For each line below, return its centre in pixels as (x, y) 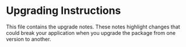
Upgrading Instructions (64, 11)
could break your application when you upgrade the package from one (91, 32)
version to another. (29, 39)
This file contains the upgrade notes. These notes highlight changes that (93, 27)
